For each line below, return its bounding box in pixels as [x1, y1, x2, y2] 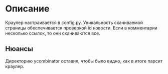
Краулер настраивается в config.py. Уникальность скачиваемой [5, 19, 143, 25]
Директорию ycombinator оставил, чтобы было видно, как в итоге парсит [5, 58, 163, 64]
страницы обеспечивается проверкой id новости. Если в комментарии [5, 24, 158, 30]
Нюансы [5, 44, 34, 53]
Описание [5, 3, 50, 14]
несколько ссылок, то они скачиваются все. [5, 30, 100, 36]
